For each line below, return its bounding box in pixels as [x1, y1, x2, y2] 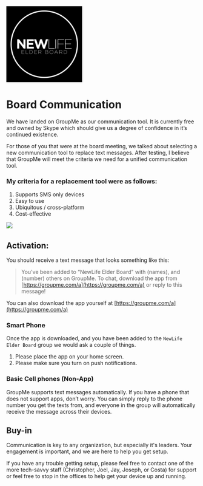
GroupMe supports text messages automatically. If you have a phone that [6, 388, 190, 395]
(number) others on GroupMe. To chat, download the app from [21, 275, 178, 282]
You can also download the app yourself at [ [6, 299, 116, 307]
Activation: [6, 240, 49, 251]
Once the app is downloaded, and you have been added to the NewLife [6, 335, 183, 342]
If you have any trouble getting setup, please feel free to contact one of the [6, 460, 194, 467]
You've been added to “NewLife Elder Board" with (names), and [21, 269, 181, 276]
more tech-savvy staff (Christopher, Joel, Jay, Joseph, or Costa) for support [6, 466, 197, 473]
